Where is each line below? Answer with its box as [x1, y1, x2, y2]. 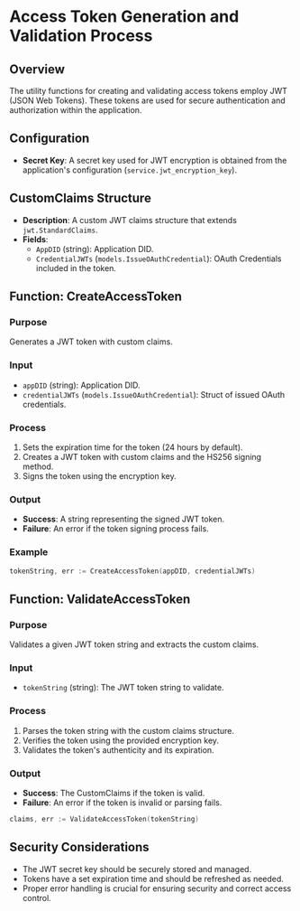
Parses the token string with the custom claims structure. [22, 725, 234, 736]
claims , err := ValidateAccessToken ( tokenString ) [9, 814, 200, 823]
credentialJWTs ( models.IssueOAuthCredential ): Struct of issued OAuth [22, 389, 286, 399]
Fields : [22, 233, 49, 245]
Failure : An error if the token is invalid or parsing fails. [22, 797, 223, 808]
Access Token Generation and [9, 6, 240, 27]
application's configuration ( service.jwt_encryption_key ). [22, 164, 237, 175]
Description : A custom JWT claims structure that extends [22, 214, 237, 225]
